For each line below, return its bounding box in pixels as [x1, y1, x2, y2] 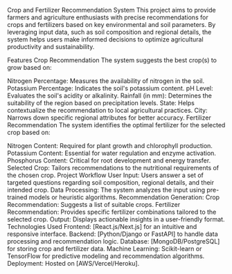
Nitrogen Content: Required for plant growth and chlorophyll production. [7, 142, 213, 149]
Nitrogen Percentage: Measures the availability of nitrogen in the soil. [7, 77, 205, 85]
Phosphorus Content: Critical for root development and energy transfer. [7, 156, 211, 165]
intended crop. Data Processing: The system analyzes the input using [7, 186, 206, 194]
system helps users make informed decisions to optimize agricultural [7, 35, 204, 44]
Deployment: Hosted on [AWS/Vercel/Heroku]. [7, 259, 140, 267]
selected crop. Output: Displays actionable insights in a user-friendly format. [7, 215, 225, 223]
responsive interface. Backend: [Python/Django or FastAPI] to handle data [7, 230, 218, 238]
